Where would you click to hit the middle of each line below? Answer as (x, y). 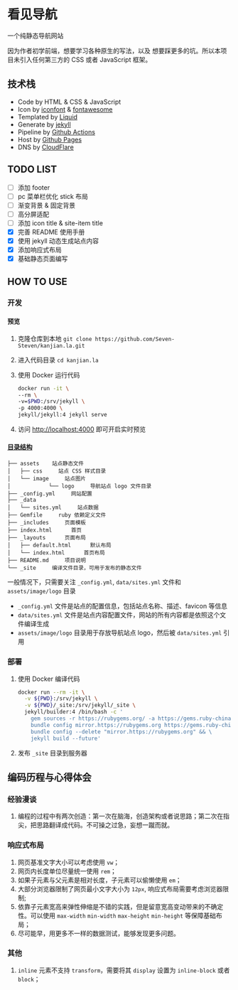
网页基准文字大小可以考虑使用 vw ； (69, 862)
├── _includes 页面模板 (47, 523)
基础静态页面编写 (43, 259)
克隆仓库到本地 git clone (55, 338)
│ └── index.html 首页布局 (56, 553)
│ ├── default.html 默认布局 (59, 545)
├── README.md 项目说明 (47, 561)
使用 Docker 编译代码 (49, 679)
